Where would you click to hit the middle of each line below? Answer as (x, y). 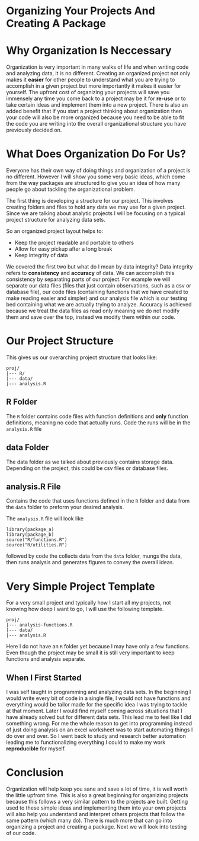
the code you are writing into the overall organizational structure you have (96, 124)
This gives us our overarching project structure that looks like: (82, 357)
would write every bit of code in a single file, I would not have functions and (98, 698)
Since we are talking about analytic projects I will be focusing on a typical (96, 213)
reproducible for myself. (36, 749)
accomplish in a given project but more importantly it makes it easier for (94, 86)
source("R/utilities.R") (37, 545)
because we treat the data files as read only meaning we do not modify (93, 311)
